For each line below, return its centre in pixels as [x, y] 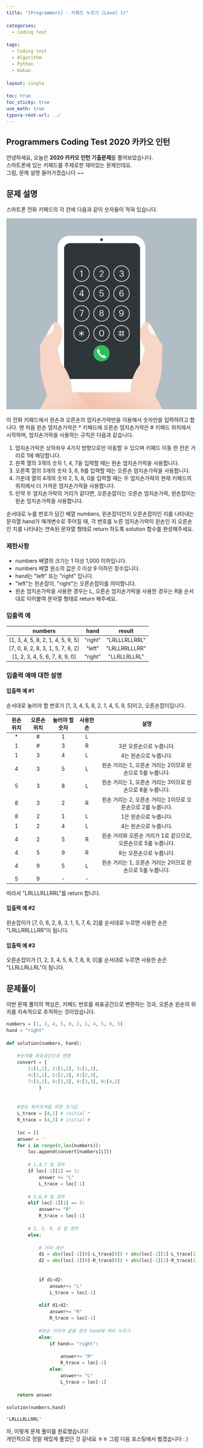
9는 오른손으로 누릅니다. [147, 853]
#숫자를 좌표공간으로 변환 [44, 1056]
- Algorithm [27, 58]
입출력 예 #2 [21, 908]
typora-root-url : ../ [34, 115]
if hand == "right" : [74, 1344]
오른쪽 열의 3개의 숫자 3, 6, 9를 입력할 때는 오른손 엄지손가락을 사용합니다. [102, 471]
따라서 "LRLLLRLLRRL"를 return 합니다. [53, 893]
